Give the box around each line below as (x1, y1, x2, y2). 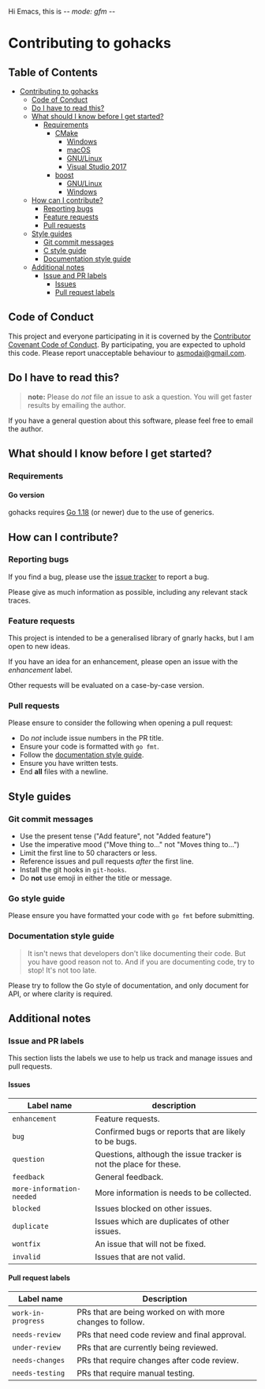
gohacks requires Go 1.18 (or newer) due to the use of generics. (8, 508, 215, 517)
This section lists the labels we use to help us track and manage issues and (8, 1053, 253, 1063)
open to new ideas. (8, 642, 71, 652)
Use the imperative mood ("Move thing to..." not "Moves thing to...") (19, 840, 240, 849)
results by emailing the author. (27, 400, 126, 409)
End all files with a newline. (19, 767, 109, 776)
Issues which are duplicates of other (95, 1215, 230, 1227)
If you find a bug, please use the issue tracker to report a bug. (8, 572, 210, 581)
